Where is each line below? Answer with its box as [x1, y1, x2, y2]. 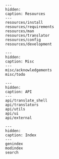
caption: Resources [5, 11, 46, 16]
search [5, 150, 19, 155]
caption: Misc [5, 59, 35, 64]
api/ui [5, 111, 19, 116]
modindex [5, 146, 23, 151]
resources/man [5, 29, 35, 34]
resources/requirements [5, 24, 55, 29]
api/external [5, 115, 32, 120]
